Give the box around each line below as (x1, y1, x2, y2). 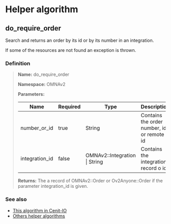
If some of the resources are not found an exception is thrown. (5, 47, 136, 53)
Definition (5, 60, 31, 67)
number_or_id (20, 125, 53, 132)
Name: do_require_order (17, 71, 70, 77)
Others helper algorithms (12, 213, 65, 219)
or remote (140, 131, 164, 138)
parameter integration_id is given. (17, 183, 88, 189)
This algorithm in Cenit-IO (12, 207, 67, 213)
